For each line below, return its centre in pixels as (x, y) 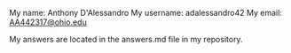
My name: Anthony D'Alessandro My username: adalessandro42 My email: (145, 13)
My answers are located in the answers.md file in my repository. (126, 39)
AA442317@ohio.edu (48, 22)
